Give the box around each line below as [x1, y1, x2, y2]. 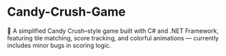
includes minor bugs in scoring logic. [7, 41, 112, 49]
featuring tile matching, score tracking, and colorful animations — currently [7, 33, 219, 42]
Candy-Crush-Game [7, 4, 126, 20]
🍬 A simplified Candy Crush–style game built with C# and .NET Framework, [7, 27, 219, 35]
